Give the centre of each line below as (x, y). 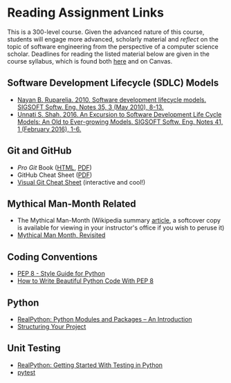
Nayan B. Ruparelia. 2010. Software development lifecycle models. (112, 100)
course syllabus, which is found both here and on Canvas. (90, 61)
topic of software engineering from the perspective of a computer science (113, 46)
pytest (26, 372)
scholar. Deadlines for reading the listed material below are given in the (108, 54)
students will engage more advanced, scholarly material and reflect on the (113, 39)
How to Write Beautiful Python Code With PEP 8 (85, 281)
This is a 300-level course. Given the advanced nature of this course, (106, 32)
